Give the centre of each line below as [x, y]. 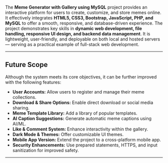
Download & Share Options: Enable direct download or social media [83, 102]
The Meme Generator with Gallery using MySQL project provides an [76, 7]
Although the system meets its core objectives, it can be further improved [81, 76]
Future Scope [26, 65]
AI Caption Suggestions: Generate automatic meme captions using [82, 118]
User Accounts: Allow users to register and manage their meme [78, 91]
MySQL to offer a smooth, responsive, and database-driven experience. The [84, 23]
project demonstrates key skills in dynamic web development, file [74, 28]
